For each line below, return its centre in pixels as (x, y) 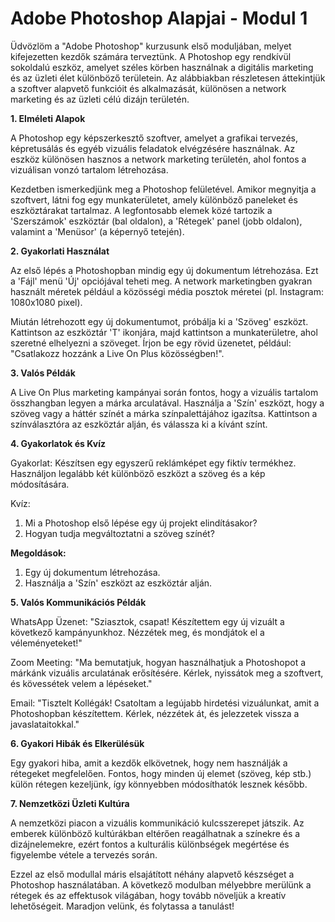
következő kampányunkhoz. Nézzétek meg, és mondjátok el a (137, 632)
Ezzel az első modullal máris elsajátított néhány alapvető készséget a (152, 874)
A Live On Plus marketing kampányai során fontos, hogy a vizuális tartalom (164, 392)
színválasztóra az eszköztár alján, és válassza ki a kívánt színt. (139, 424)
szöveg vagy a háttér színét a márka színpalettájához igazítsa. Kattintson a (164, 413)
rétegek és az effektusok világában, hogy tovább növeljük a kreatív (148, 895)
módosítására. (40, 484)
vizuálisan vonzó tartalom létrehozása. (89, 169)
